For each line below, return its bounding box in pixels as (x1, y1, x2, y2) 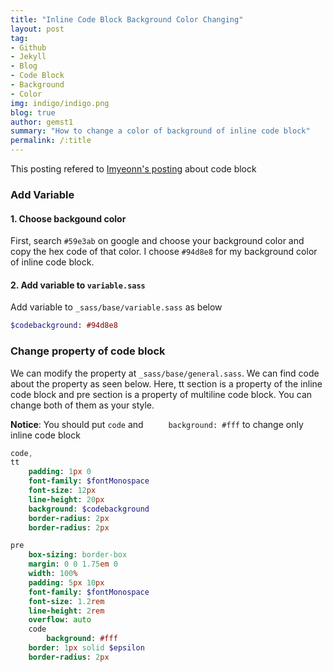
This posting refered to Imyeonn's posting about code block (10, 163, 257, 175)
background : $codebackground (28, 504, 150, 514)
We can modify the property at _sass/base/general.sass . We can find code (10, 367, 320, 379)
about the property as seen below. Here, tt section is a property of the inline (10, 377, 323, 390)
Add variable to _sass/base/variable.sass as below (10, 301, 223, 313)
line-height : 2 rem (28, 606, 105, 616)
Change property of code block (10, 344, 166, 358)
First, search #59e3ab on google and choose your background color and (10, 235, 305, 247)
